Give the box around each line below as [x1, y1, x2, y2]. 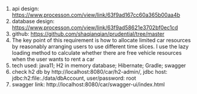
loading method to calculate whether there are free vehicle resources [11, 49, 182, 56]
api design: [11, 5, 39, 12]
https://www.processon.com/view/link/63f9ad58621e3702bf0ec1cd [11, 24, 179, 31]
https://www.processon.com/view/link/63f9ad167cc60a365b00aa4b [11, 11, 180, 18]
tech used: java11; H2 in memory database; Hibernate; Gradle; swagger [11, 62, 186, 69]
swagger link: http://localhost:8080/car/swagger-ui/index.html [11, 81, 165, 88]
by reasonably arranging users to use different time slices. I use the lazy [11, 43, 189, 50]
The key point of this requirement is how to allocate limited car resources [11, 37, 191, 43]
